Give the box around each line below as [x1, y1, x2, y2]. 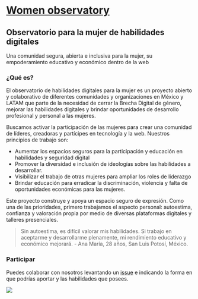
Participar [6, 255, 36, 263]
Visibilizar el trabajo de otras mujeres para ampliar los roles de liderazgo [14, 173, 191, 180]
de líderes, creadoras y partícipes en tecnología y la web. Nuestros [6, 130, 170, 137]
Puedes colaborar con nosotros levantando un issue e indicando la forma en [6, 269, 193, 276]
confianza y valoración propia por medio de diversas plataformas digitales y [6, 210, 191, 217]
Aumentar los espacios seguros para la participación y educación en [14, 148, 183, 155]
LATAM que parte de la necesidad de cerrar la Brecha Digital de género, [6, 99, 182, 107]
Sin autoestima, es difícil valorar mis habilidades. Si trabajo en [20, 228, 172, 235]
